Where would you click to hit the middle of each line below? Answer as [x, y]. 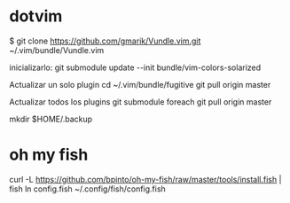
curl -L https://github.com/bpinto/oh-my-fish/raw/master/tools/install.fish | [145, 179]
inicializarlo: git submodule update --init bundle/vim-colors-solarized [135, 67]
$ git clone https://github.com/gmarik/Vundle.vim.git [105, 41]
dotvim [36, 16]
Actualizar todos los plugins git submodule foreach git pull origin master [141, 101]
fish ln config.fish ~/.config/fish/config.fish [87, 189]
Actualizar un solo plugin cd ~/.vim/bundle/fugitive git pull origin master [140, 84]
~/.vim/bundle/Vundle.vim [57, 50]
